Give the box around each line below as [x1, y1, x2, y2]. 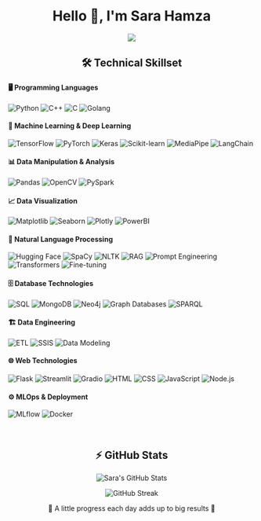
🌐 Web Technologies [8, 356, 78, 365]
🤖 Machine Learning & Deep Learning [8, 121, 132, 130]
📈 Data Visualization [8, 196, 78, 205]
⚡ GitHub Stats [95, 448, 169, 462]
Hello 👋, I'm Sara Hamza [52, 7, 212, 25]
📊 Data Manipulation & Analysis [8, 157, 115, 167]
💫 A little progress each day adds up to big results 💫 [48, 503, 216, 513]
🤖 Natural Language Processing [8, 234, 114, 244]
